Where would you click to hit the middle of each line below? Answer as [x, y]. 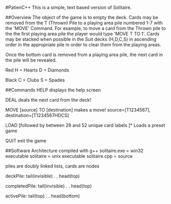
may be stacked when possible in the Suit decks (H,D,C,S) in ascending [81, 39]
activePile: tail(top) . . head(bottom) [43, 196]
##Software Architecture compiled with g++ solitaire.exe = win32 [74, 151]
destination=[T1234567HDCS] [37, 115]
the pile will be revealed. [31, 60]
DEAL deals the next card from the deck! [48, 100]
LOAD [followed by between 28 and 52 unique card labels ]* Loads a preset [85, 125]
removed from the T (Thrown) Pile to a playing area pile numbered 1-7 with [84, 23]
